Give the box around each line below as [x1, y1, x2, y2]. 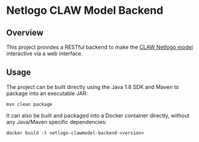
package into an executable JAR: [6, 90, 88, 97]
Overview [6, 28, 44, 38]
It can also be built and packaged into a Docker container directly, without [6, 112, 190, 119]
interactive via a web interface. [6, 50, 83, 57]
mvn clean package [6, 101, 52, 107]
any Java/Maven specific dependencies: [6, 118, 107, 125]
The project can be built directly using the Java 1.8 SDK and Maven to [6, 83, 179, 90]
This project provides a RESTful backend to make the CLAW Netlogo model [6, 43, 193, 51]
